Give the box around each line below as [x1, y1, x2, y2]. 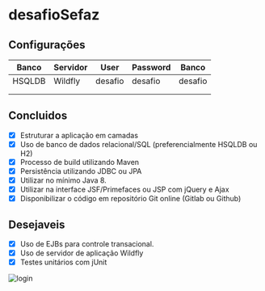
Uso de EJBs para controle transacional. [19, 239, 154, 249]
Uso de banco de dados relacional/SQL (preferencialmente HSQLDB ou [19, 139, 258, 149]
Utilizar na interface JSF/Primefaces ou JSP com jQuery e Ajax [19, 184, 229, 195]
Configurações [8, 38, 86, 52]
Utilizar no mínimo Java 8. [19, 175, 107, 185]
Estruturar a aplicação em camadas [19, 130, 139, 140]
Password [132, 62, 171, 73]
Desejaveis [8, 217, 65, 231]
